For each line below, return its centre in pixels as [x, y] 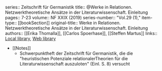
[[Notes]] [21, 48]
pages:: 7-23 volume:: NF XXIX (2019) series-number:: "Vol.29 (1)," [73, 18]
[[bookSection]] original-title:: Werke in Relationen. [69, 23]
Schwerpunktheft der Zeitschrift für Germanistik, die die [76, 53]
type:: [11, 23]
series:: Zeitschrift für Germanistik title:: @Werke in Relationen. [69, 7]
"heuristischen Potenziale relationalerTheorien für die [74, 58]
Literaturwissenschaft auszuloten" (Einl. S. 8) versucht [75, 64]
